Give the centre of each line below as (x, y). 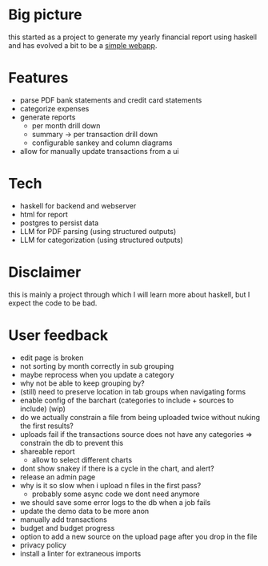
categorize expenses (54, 108)
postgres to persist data (59, 223)
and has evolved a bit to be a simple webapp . (83, 45)
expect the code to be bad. (53, 303)
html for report (44, 214)
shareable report (47, 451)
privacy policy (43, 545)
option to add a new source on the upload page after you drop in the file (138, 536)
